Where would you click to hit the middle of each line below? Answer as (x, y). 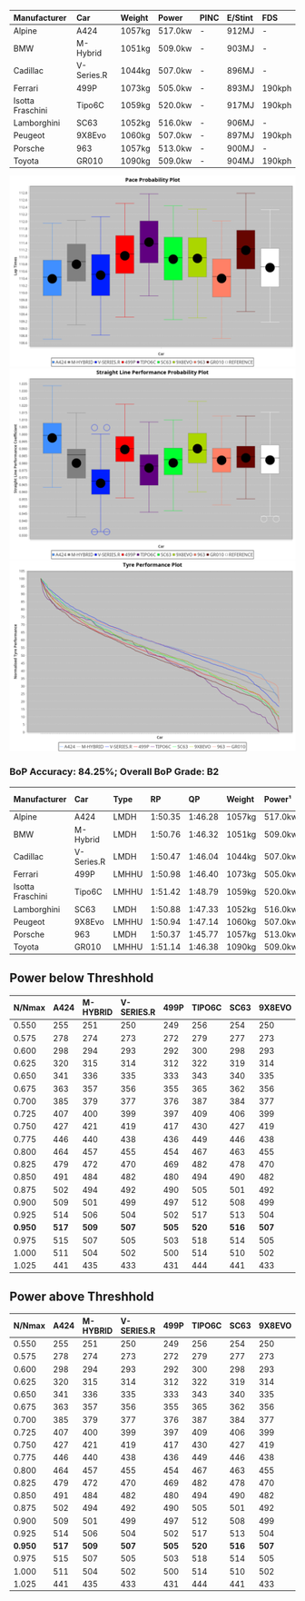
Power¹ (278, 799)
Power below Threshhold (82, 978)
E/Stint (240, 17)
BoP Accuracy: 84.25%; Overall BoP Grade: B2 (114, 771)
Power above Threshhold (82, 1297)
